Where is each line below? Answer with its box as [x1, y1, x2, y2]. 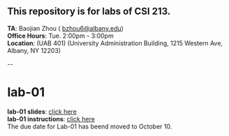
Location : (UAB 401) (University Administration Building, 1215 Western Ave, [7, 38, 223, 47]
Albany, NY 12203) [7, 46, 61, 54]
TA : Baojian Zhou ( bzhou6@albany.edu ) [7, 24, 124, 32]
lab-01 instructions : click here [7, 114, 96, 123]
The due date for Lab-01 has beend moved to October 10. [7, 122, 172, 130]
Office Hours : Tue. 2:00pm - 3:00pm [7, 31, 114, 40]
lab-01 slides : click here [7, 107, 77, 116]
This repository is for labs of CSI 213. [7, 6, 171, 17]
